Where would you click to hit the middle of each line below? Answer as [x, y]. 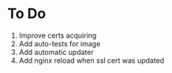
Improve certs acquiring [58, 35]
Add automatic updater [56, 52]
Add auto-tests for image [60, 43]
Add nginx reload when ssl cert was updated [92, 60]
